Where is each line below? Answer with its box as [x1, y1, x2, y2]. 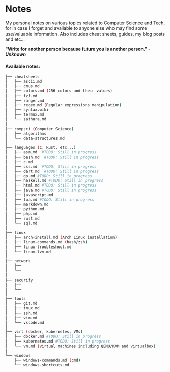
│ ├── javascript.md [5, 193, 53, 198]
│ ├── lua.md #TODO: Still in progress [5, 197, 95, 202]
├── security [5, 277, 33, 283]
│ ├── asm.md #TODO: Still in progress [5, 150, 97, 155]
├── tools [5, 296, 26, 301]
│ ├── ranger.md [5, 98, 44, 103]
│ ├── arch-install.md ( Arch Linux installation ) [5, 235, 117, 240]
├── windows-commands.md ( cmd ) [14, 358, 81, 363]
